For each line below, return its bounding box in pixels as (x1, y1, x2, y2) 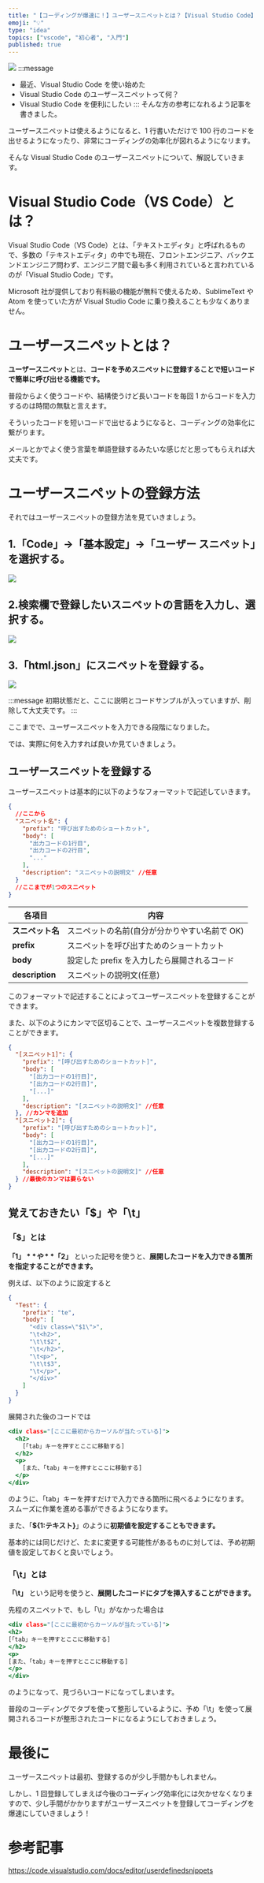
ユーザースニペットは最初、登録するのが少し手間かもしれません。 (8, 1772, 222, 1782)
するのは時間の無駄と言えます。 (8, 401, 112, 410)
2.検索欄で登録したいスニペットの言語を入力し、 (8, 598, 246, 612)
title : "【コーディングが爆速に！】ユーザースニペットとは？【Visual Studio (8, 11, 233, 20)
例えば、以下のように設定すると (8, 1278, 112, 1288)
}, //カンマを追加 (15, 1109, 68, 1117)
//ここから (15, 810, 46, 818)
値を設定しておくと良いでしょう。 (8, 1547, 118, 1557)
